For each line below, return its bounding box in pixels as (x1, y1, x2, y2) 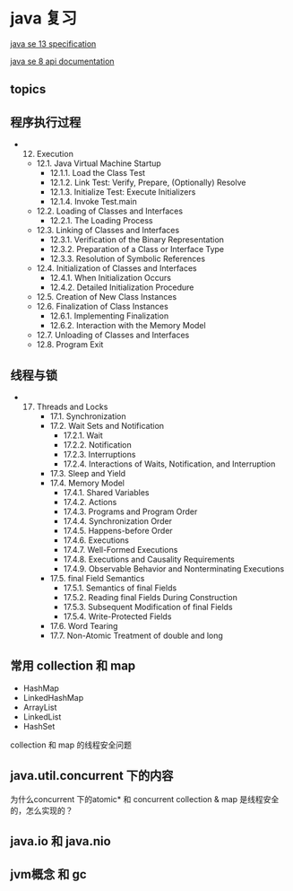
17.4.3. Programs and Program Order (63, 506, 198, 517)
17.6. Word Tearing (49, 620, 118, 631)
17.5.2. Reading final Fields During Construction (63, 591, 238, 602)
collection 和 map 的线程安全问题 (10, 739, 133, 750)
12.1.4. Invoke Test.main (49, 197, 137, 207)
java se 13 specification (10, 38, 97, 49)
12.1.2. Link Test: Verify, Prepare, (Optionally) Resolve (49, 177, 246, 188)
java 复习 (10, 8, 77, 29)
